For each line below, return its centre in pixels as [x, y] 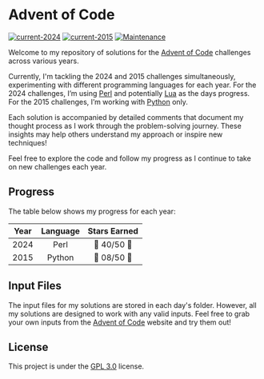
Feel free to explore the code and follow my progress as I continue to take [130, 158]
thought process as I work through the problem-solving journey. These [125, 126]
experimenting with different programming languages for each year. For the [132, 85]
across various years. [44, 61]
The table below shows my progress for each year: [92, 211]
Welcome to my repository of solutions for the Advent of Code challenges [130, 52]
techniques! [28, 142]
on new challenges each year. [58, 166]
